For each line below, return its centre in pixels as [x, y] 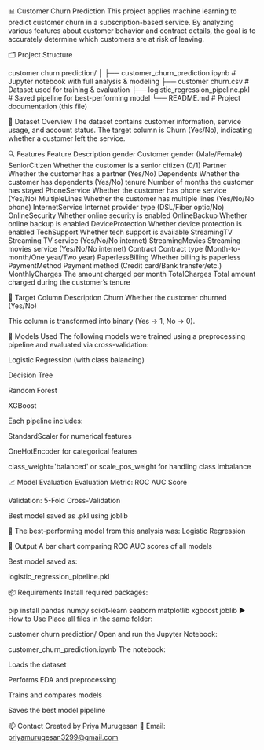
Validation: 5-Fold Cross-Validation [64, 500]
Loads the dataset [37, 664]
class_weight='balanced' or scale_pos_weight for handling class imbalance [130, 467]
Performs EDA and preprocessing [62, 680]
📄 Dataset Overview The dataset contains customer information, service [125, 121]
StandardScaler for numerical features [70, 436]
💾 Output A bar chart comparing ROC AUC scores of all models [110, 546]
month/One [26, 257]
